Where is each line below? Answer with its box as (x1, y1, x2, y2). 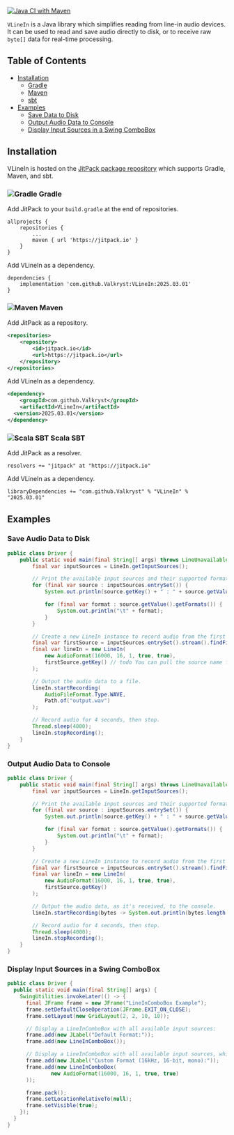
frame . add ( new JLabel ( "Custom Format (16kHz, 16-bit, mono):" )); (25, 1057, 219, 1065)
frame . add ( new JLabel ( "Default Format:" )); (25, 1032, 155, 1039)
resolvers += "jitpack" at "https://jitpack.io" (7, 462, 151, 470)
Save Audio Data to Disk (7, 534, 91, 544)
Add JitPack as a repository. (7, 319, 88, 327)
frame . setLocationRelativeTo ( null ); (25, 1095, 132, 1103)
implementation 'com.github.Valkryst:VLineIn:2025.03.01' (19, 280, 192, 287)
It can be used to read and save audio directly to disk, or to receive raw (7, 28, 212, 36)
